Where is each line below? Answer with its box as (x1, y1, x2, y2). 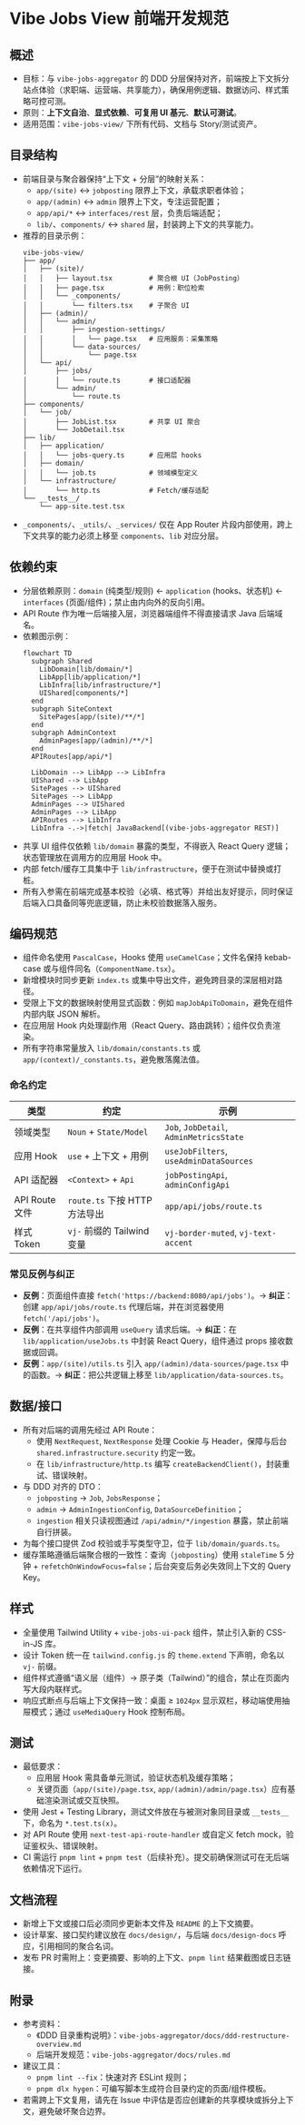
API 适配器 (14, 1173, 59, 1185)
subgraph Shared (31, 656, 93, 665)
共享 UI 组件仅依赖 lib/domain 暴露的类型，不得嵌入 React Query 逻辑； (22, 841, 291, 851)
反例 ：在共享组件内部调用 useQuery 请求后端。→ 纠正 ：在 (22, 1324, 238, 1335)
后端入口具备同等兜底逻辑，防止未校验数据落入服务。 (22, 897, 222, 908)
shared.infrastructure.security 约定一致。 (35, 1447, 202, 1458)
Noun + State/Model (67, 1125, 149, 1137)
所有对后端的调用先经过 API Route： (22, 1424, 158, 1435)
